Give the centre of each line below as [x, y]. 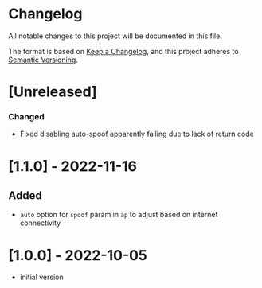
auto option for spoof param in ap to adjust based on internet [119, 215]
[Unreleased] [53, 92]
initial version [41, 277]
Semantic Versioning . [43, 60]
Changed [27, 117]
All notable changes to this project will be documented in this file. [115, 36]
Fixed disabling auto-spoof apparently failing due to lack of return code [137, 134]
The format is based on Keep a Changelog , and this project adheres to [123, 51]
